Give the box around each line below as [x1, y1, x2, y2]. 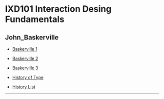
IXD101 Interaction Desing [5, 3, 112, 15]
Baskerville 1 [12, 46, 38, 52]
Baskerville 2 [12, 56, 38, 61]
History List [12, 84, 36, 90]
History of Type [12, 75, 44, 80]
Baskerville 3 [12, 65, 39, 71]
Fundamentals [5, 14, 64, 25]
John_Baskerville [5, 33, 59, 41]
